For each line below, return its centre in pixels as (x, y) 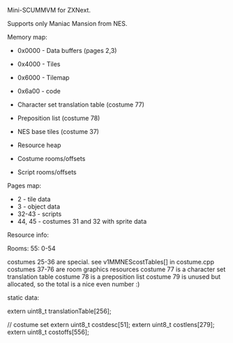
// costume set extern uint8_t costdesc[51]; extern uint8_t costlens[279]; (111, 325)
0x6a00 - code (39, 91)
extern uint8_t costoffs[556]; (48, 332)
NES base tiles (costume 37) (58, 131)
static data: (23, 298)
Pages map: (24, 185)
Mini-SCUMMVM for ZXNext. (49, 10)
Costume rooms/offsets (51, 159)
